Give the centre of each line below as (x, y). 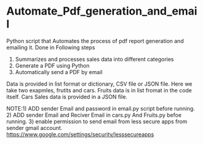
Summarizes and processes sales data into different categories (94, 59)
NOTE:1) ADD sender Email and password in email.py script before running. (101, 108)
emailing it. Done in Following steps (51, 47)
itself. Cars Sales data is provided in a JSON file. (67, 97)
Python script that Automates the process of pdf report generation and (95, 41)
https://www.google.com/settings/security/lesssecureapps (80, 134)
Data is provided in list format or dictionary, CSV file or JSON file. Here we (99, 84)
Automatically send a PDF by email (59, 72)
